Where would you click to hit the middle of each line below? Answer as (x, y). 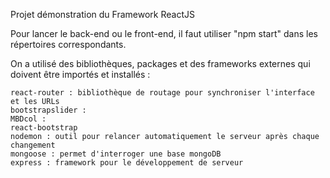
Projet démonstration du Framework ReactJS (102, 14)
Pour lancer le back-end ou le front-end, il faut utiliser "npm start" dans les (164, 33)
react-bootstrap (44, 128)
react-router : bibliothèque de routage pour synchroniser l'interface (162, 93)
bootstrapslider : (48, 110)
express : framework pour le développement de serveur (127, 163)
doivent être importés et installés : (80, 74)
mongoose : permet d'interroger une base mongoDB (116, 154)
